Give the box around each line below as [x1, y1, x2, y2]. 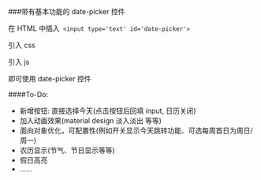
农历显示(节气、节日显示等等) [19, 145, 116, 155]
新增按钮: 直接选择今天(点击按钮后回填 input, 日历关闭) [19, 106, 196, 115]
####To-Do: [8, 90, 49, 99]
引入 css [8, 40, 35, 50]
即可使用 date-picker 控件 [8, 74, 92, 83]
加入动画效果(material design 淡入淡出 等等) [19, 116, 162, 125]
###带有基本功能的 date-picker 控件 [8, 7, 125, 16]
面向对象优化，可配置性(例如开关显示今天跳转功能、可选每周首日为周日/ [19, 126, 253, 135]
